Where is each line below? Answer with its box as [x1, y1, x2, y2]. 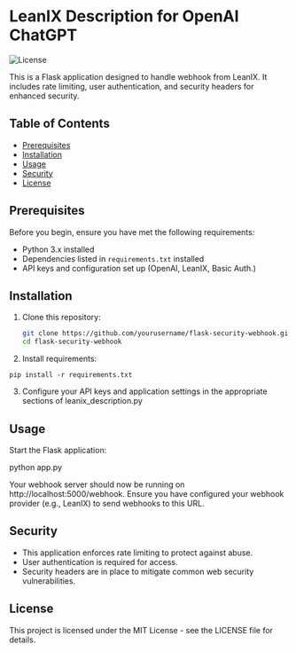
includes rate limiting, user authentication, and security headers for [9, 81, 254, 91]
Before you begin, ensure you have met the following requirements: [9, 226, 255, 237]
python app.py [9, 461, 63, 472]
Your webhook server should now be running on [9, 479, 185, 490]
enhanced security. [9, 90, 80, 101]
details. [9, 634, 36, 645]
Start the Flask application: [9, 444, 107, 455]
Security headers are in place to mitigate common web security [21, 566, 254, 577]
